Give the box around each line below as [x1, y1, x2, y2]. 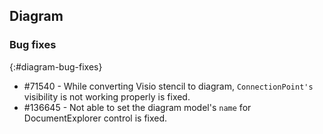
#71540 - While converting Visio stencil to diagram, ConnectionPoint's [23, 80, 314, 92]
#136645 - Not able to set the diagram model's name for [23, 101, 252, 113]
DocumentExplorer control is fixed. [23, 112, 168, 124]
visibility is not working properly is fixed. [23, 90, 191, 103]
